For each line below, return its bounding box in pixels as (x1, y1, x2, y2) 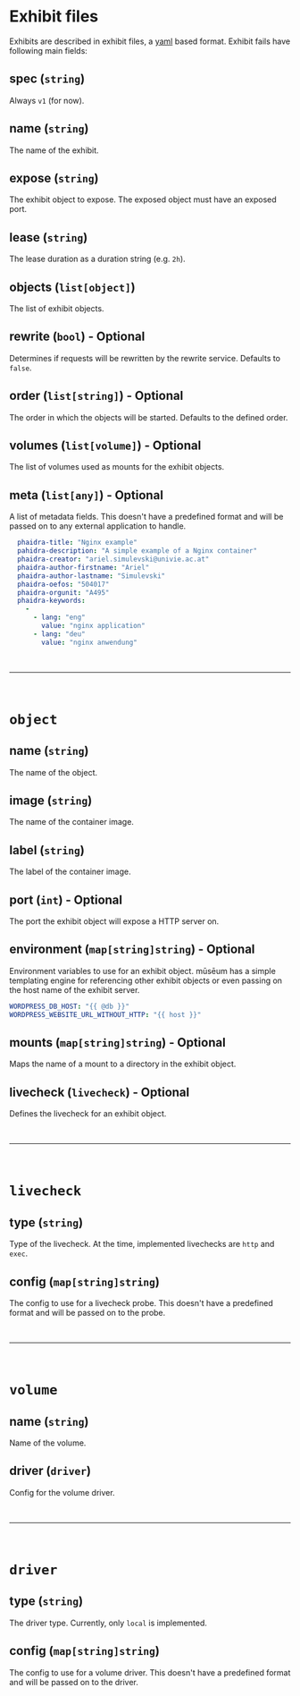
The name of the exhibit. (9, 145, 100, 156)
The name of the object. (9, 767, 98, 777)
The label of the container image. (9, 866, 131, 878)
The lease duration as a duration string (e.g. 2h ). (9, 253, 186, 265)
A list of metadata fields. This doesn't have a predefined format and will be (9, 512, 284, 522)
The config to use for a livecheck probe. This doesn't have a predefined (9, 1298, 274, 1309)
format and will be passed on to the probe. (9, 1308, 166, 1319)
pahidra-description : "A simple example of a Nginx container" (17, 547, 257, 555)
